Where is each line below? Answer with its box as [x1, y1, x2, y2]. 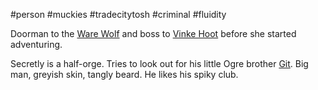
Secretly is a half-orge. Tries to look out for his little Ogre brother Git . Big [10, 58, 309, 69]
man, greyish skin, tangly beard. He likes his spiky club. [10, 69, 239, 80]
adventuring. [10, 39, 63, 50]
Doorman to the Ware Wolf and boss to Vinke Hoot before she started [10, 28, 297, 39]
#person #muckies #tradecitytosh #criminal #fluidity [10, 9, 227, 20]
